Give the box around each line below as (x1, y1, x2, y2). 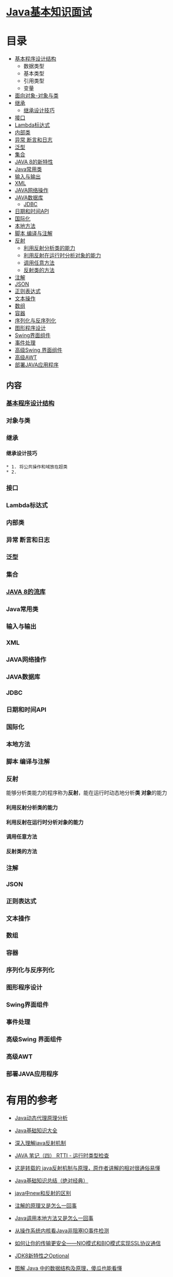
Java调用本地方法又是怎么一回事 (14, 1215, 94, 1222)
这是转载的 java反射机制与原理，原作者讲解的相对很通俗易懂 (14, 1164, 161, 1172)
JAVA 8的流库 (6, 588, 46, 596)
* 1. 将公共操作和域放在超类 (6, 464, 68, 470)
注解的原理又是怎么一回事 (14, 1202, 77, 1209)
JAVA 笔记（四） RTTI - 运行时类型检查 (14, 1151, 109, 1159)
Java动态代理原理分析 (14, 1114, 68, 1121)
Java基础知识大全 (14, 1127, 58, 1134)
